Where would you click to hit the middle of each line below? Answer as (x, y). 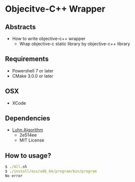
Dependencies (28, 118)
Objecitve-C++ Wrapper (55, 9)
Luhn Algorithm (28, 130)
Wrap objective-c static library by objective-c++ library (75, 44)
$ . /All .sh (16, 167)
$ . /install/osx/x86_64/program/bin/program (51, 171)
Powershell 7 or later (33, 71)
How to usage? (28, 155)
